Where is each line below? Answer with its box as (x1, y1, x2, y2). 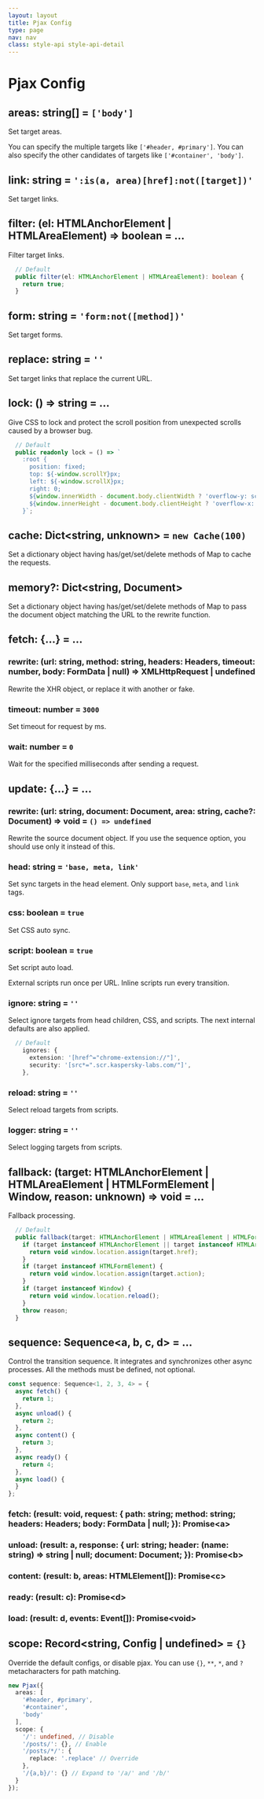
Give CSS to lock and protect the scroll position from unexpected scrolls (8, 417, 242, 427)
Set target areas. (8, 127, 62, 136)
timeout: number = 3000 (8, 704, 100, 715)
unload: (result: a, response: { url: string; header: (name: (8, 1540, 229, 1551)
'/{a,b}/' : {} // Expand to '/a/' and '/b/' (22, 1769, 170, 1778)
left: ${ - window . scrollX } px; (28, 478, 125, 486)
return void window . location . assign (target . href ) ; (28, 1248, 199, 1256)
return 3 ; (22, 1438, 55, 1447)
